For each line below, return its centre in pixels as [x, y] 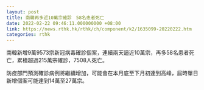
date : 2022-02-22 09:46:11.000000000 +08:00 [64, 23]
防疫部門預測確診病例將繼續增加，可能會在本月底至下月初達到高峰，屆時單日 [102, 73]
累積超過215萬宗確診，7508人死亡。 [62, 60]
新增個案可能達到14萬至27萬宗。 [47, 81]
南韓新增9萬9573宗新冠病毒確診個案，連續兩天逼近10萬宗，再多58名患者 [98, 53]
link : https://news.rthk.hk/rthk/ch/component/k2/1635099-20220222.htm [99, 29]
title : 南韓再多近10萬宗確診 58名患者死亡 [55, 18]
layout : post [23, 12]
